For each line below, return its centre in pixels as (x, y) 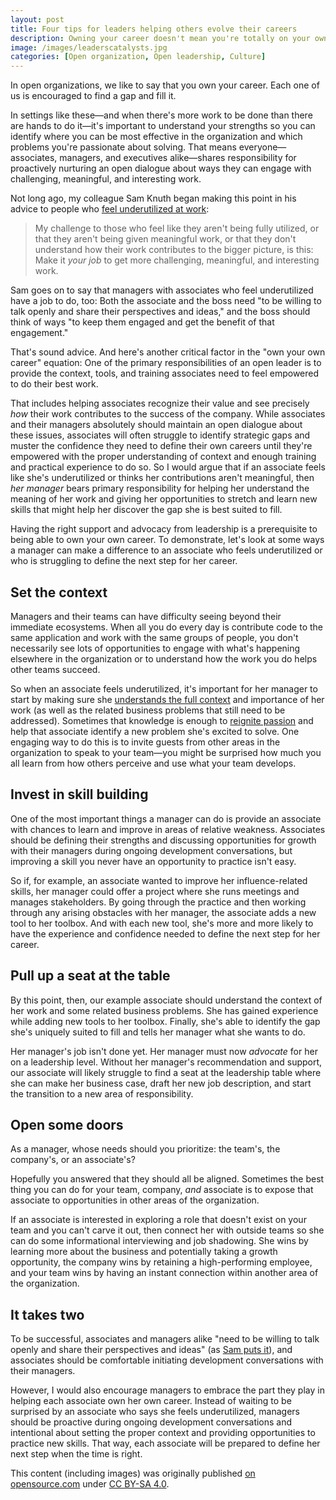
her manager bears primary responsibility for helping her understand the (160, 488)
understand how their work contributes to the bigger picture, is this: (174, 250)
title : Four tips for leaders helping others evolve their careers (154, 29)
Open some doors (67, 1124)
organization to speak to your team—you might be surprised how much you (166, 752)
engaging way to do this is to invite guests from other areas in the (145, 742)
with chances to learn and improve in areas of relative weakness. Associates (168, 829)
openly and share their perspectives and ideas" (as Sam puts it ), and (151, 1350)
